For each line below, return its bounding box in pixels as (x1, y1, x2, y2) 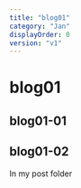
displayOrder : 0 (9, 30, 70, 39)
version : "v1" (9, 38, 63, 48)
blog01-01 (9, 113, 67, 128)
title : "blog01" (9, 13, 70, 23)
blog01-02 (9, 144, 69, 159)
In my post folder (9, 168, 73, 179)
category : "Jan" (9, 22, 70, 31)
